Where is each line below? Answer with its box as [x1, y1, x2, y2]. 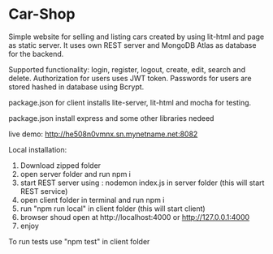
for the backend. [8, 49, 64, 58]
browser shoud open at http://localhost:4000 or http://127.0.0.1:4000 [19, 212, 250, 222]
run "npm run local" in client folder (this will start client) [19, 204, 206, 213]
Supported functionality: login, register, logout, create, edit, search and [8, 64, 246, 74]
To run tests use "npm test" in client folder [8, 236, 150, 246]
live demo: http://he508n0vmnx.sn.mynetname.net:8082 [8, 129, 198, 139]
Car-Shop [8, 5, 76, 24]
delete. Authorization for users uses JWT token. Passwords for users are [8, 73, 252, 83]
